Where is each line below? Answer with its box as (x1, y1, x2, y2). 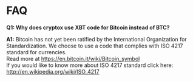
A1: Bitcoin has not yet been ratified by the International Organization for (6, 35, 187, 43)
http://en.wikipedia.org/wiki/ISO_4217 (6, 68, 100, 75)
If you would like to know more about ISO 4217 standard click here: (6, 62, 174, 69)
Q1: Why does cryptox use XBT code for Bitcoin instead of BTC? (6, 24, 170, 31)
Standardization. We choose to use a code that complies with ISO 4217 (6, 42, 183, 49)
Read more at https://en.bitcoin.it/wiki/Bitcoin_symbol (6, 55, 140, 62)
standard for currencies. (6, 48, 67, 55)
